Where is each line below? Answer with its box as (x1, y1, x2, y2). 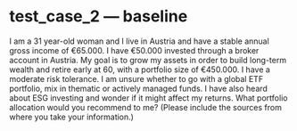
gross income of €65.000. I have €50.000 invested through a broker (9, 45, 260, 55)
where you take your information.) (9, 111, 134, 122)
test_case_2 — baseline (9, 6, 188, 27)
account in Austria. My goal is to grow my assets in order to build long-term (9, 54, 287, 65)
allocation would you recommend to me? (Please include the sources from (9, 102, 283, 112)
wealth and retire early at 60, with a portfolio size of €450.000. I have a (9, 64, 270, 75)
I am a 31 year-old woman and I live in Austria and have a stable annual (9, 36, 269, 46)
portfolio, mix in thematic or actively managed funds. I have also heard (9, 83, 268, 94)
